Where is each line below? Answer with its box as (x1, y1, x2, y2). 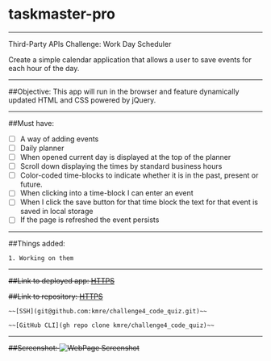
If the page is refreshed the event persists (19, 215, 160, 225)
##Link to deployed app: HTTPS (8, 276, 115, 286)
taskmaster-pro (8, 5, 115, 23)
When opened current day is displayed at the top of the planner (19, 153, 231, 162)
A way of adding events (19, 134, 99, 144)
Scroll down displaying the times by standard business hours (19, 162, 223, 171)
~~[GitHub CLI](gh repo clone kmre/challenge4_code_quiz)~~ (8, 321, 215, 330)
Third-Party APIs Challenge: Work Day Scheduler (8, 39, 172, 48)
